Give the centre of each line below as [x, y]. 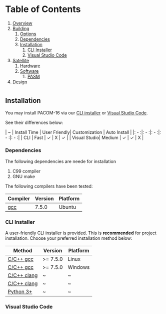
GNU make [23, 176]
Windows [79, 267]
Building [21, 28]
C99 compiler [26, 171]
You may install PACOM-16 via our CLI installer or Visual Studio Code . [77, 113]
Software [29, 71]
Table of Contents [43, 9]
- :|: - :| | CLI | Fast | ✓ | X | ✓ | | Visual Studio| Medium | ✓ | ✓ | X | [74, 137]
